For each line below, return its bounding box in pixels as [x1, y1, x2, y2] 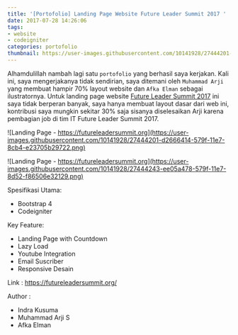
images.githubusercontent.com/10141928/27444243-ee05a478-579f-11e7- [7, 164, 227, 173]
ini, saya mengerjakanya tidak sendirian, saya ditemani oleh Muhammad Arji [7, 76, 224, 85]
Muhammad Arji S [17, 313, 70, 322]
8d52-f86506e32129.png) [7, 171, 84, 181]
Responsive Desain [17, 264, 74, 273]
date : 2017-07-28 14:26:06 [7, 17, 87, 24]
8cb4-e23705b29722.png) [7, 143, 86, 152]
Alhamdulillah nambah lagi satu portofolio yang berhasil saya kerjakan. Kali [7, 69, 229, 78]
